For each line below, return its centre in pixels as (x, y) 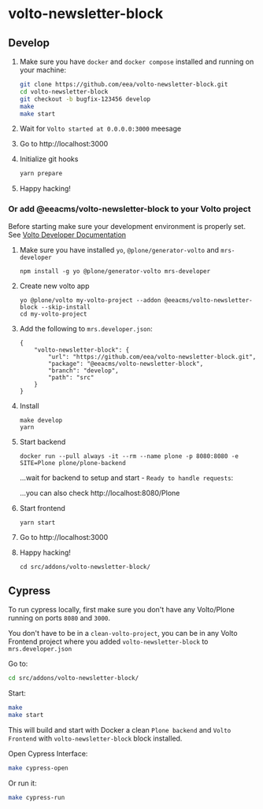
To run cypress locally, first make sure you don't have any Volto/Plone (121, 610)
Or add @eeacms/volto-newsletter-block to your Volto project (130, 209)
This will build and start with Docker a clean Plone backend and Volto (120, 730)
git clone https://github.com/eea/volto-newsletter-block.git (124, 84)
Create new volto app (54, 286)
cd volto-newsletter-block (64, 91)
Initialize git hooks (49, 159)
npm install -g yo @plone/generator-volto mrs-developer (115, 271)
